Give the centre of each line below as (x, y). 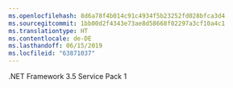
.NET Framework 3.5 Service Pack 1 (68, 76)
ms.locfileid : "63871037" (52, 53)
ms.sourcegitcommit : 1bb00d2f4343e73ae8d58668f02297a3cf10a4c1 (117, 23)
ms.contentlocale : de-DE (50, 38)
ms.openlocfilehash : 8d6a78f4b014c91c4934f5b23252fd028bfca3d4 (117, 16)
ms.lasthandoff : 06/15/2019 (56, 46)
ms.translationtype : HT (48, 31)
